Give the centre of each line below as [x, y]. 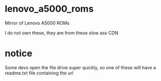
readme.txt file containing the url [39, 73]
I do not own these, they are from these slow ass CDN [62, 33]
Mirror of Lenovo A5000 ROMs [37, 23]
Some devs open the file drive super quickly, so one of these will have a [80, 67]
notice [19, 53]
